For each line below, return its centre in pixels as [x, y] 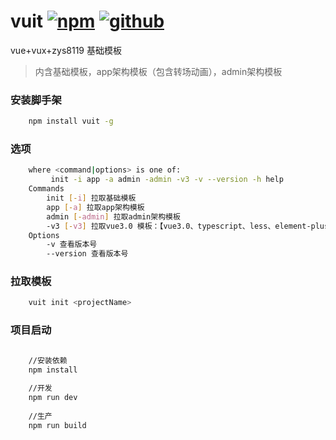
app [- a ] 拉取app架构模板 [95, 207]
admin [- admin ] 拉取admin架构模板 [113, 216]
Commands [46, 189]
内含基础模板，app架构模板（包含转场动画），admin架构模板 [158, 71]
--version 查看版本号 [87, 254]
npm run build [57, 425]
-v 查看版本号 [72, 245]
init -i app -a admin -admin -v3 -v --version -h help [167, 180]
